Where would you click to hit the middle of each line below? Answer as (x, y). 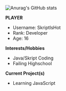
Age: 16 (21, 38)
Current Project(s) (25, 73)
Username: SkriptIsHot (37, 27)
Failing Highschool (32, 63)
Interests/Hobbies (25, 48)
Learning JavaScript (34, 83)
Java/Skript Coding (33, 58)
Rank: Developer (30, 33)
